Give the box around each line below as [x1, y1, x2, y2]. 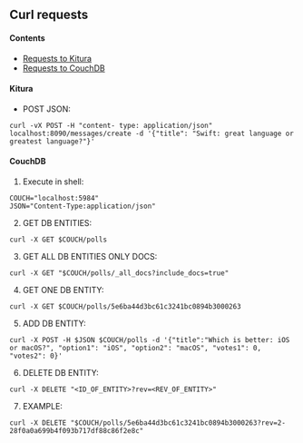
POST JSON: [22, 103, 71, 114]
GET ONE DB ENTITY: [22, 285, 104, 295]
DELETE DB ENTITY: [22, 368, 99, 378]
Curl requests [9, 7, 89, 23]
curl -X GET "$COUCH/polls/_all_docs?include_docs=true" [9, 269, 230, 278]
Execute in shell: [22, 176, 84, 187]
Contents [9, 32, 45, 44]
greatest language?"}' [9, 136, 95, 146]
